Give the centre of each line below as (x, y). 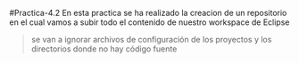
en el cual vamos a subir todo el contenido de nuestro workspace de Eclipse (149, 22)
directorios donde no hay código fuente (104, 49)
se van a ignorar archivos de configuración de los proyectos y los (151, 39)
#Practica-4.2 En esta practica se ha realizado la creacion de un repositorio (148, 13)
